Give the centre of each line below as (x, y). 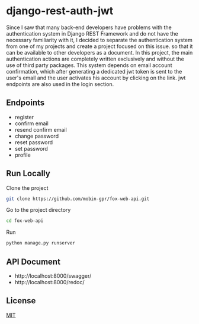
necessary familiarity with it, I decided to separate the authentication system (99, 40)
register (24, 117)
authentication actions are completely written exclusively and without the (95, 59)
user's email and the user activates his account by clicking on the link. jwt (96, 78)
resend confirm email (41, 129)
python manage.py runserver (41, 243)
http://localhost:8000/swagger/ (53, 276)
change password (37, 136)
